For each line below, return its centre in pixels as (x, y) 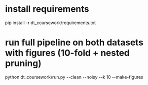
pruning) (23, 64)
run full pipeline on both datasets (74, 42)
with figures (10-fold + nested (67, 53)
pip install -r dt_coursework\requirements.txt (51, 23)
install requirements (47, 9)
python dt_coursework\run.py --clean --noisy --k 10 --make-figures (74, 77)
